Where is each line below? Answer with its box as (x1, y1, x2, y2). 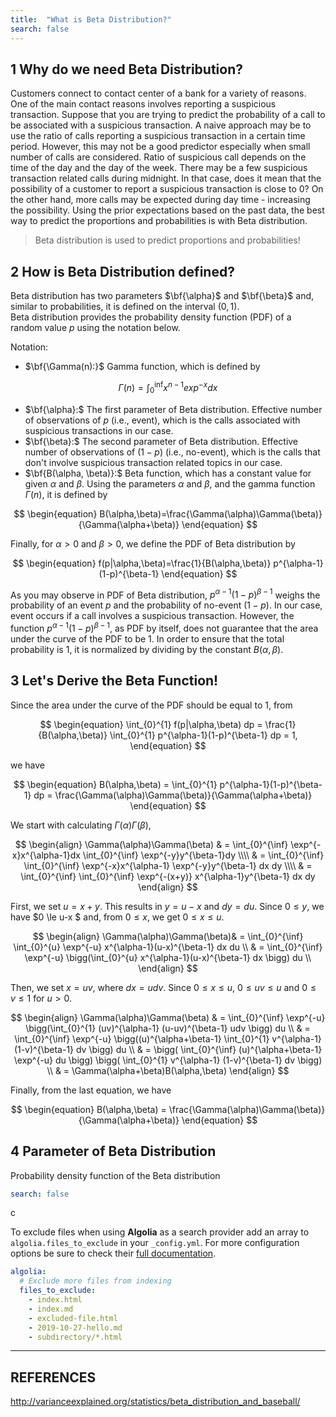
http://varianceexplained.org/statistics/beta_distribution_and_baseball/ (10, 1396, 301, 1408)
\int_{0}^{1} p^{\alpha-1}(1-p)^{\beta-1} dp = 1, (109, 729, 298, 741)
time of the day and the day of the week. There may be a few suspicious (10, 162, 308, 174)
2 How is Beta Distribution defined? (10, 263, 235, 280)
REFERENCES (10, 1369, 97, 1386)
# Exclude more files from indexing (19, 1276, 172, 1286)
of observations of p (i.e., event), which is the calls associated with (24, 414, 301, 426)
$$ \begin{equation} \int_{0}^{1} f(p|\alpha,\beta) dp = (39, 718, 263, 730)
